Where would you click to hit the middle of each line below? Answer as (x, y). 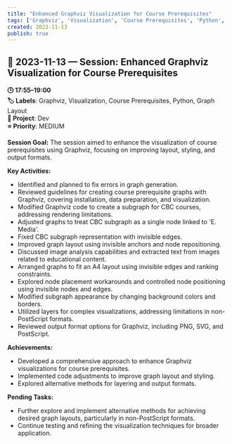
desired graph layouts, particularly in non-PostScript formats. (106, 418)
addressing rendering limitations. (65, 214)
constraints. (35, 274)
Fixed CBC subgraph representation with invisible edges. (100, 237)
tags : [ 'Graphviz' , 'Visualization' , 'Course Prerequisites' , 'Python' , (116, 20)
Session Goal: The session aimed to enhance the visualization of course (112, 143)
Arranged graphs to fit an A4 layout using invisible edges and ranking (118, 267)
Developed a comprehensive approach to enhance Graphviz (104, 361)
